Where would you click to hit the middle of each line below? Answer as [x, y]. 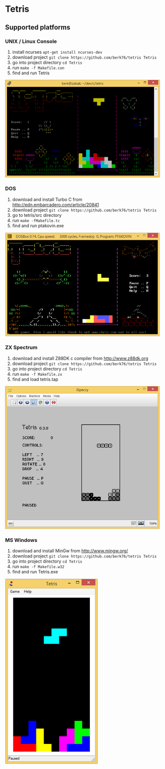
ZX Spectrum [21, 347]
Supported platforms [38, 27]
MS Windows [21, 540]
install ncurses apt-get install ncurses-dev [57, 52]
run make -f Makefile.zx [37, 374]
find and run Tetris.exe [35, 571]
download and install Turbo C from [47, 199]
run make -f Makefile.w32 [38, 566]
